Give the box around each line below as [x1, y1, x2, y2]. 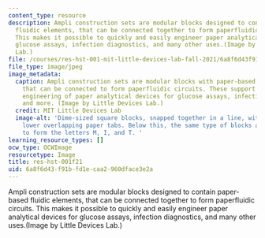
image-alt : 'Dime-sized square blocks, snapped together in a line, [15, 114, 245, 122]
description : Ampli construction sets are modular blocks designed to [8, 19, 245, 27]
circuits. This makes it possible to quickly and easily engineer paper [8, 204, 229, 213]
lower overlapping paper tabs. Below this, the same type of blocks [22, 121, 252, 129]
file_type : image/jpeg [8, 63, 83, 71]
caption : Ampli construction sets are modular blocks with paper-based [15, 77, 256, 85]
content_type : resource [8, 11, 87, 20]
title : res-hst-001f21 [8, 158, 83, 166]
